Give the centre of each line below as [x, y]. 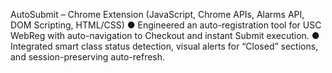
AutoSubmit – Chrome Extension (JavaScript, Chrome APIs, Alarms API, [157, 14]
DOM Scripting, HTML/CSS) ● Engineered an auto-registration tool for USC [166, 25]
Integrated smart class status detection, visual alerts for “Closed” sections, [164, 46]
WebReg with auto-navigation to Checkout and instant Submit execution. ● [165, 35]
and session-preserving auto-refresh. [88, 57]
